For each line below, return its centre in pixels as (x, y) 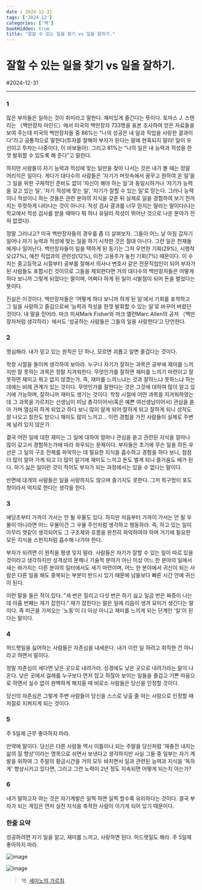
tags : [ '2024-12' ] (29, 17)
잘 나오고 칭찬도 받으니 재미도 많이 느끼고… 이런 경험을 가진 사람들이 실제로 (94, 417)
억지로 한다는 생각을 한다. (57, 487)
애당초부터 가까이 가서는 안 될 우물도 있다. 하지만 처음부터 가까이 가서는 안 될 (96, 517)
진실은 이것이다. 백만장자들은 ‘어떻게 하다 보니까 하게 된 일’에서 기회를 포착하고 (98, 299)
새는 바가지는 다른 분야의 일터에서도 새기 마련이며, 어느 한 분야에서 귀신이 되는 (98, 567)
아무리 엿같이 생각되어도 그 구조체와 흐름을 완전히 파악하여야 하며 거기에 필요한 (99, 532)
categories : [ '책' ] (30, 23)
